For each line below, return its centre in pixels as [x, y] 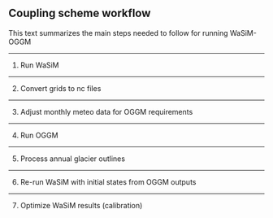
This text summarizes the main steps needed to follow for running [119, 33]
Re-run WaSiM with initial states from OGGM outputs [108, 181]
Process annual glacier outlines [73, 159]
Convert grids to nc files [61, 88]
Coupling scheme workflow [80, 13]
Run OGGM [39, 135]
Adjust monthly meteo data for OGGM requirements [106, 111]
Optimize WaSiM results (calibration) [81, 205]
